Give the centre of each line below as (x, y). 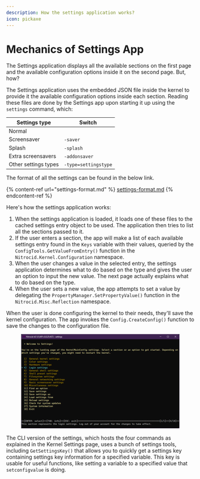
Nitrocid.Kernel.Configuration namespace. (70, 257)
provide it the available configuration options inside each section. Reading (97, 96)
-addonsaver (79, 156)
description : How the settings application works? (70, 13)
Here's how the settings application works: (59, 207)
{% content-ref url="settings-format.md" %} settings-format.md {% (90, 189)
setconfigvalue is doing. (36, 469)
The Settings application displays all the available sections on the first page (99, 66)
